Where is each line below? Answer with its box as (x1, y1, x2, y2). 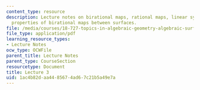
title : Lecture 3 (6, 69, 49, 75)
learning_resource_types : (6, 36, 70, 42)
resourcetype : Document (6, 63, 65, 70)
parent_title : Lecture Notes (6, 53, 79, 59)
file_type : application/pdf (6, 31, 76, 37)
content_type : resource (6, 8, 65, 15)
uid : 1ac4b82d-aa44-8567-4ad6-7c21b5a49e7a (6, 75, 116, 81)
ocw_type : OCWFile (6, 47, 52, 53)
